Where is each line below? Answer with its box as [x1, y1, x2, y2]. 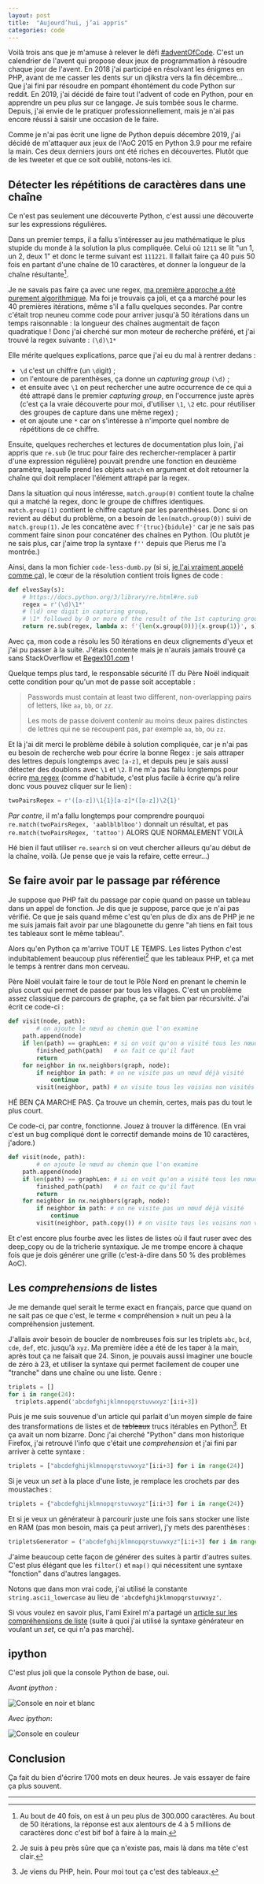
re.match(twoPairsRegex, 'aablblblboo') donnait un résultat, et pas [8, 819, 229, 828]
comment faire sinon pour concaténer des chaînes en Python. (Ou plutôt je [8, 530, 250, 540]
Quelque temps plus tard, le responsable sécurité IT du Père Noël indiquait [8, 669, 250, 678]
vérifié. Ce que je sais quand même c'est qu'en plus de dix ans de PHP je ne [8, 912, 255, 921]
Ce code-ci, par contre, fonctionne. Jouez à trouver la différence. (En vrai [8, 1121, 246, 1131]
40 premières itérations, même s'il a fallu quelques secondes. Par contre [8, 301, 244, 311]
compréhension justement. [8, 1319, 95, 1328]
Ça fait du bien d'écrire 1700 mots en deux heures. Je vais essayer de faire [8, 1773, 251, 1782]
